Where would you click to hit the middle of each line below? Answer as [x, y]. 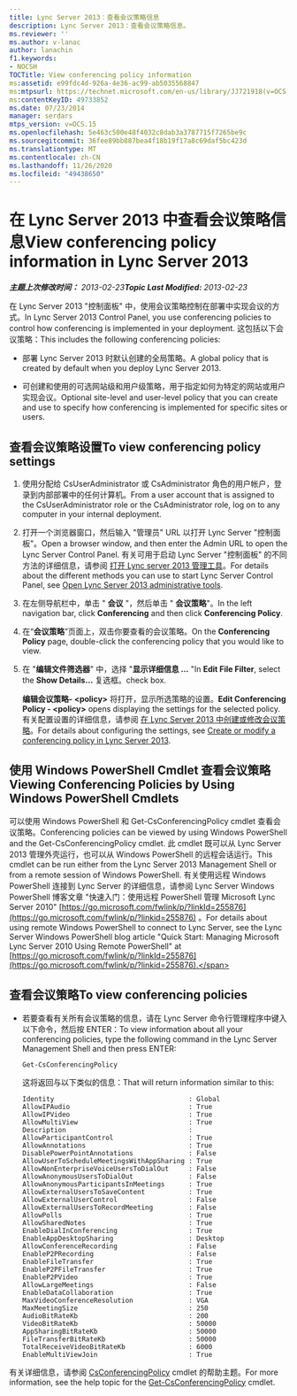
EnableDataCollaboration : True [117, 1292]
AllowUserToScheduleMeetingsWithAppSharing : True [117, 1161]
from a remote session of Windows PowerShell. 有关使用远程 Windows [138, 875]
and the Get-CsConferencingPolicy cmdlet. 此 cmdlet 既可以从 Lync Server [145, 843]
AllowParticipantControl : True [117, 1138]
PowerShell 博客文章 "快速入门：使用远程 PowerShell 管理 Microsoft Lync [142, 897]
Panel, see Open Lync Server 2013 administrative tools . [122, 585]
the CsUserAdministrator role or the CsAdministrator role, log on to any [151, 505]
